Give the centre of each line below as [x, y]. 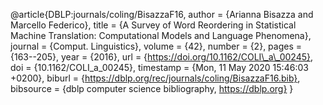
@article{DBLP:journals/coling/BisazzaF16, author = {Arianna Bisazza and [162, 14]
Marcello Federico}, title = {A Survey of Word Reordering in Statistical [153, 25]
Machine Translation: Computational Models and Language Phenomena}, [161, 35]
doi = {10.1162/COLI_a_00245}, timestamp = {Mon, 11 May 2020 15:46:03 [159, 67]
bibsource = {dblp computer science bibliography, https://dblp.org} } [152, 88]
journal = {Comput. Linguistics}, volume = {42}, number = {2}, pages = [156, 46]
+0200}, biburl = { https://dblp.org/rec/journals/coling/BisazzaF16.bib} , [155, 78]
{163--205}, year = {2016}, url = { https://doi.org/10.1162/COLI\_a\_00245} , [162, 57]
